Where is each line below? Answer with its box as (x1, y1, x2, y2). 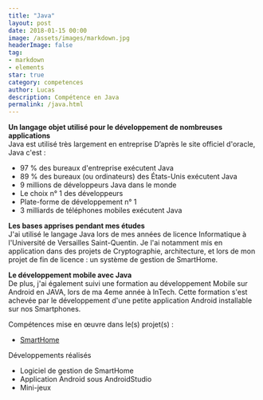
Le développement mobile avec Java (8, 270, 132, 280)
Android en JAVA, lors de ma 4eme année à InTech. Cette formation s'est (8, 288, 248, 297)
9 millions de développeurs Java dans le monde (19, 180, 177, 190)
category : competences (8, 78, 84, 86)
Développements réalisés (8, 351, 92, 360)
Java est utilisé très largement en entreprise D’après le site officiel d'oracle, (8, 139, 256, 149)
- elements (8, 64, 45, 72)
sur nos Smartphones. (8, 304, 81, 314)
